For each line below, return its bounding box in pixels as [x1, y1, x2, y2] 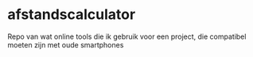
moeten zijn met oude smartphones [7, 40, 124, 49]
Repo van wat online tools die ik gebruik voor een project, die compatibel [7, 32, 247, 41]
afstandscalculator [7, 6, 136, 24]
